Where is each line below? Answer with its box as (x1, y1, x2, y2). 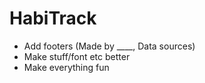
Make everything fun (23, 61, 110, 73)
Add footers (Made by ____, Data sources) (23, 40, 196, 52)
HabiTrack (9, 7, 97, 30)
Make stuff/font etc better (23, 50, 131, 62)
